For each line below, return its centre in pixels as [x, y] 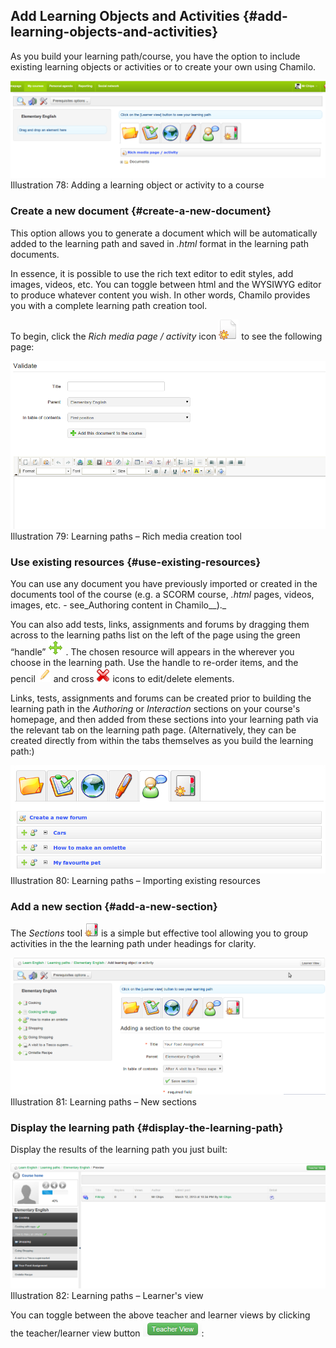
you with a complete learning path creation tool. [109, 305]
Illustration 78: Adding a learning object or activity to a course [137, 185]
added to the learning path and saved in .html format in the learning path [160, 243]
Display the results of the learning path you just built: [119, 1150]
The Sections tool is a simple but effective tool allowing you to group [159, 933]
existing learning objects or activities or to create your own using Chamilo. [163, 66]
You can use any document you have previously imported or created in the [164, 584]
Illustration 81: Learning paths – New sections [103, 1101]
